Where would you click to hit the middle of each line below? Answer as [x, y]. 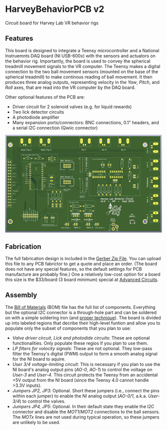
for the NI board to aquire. [39, 359]
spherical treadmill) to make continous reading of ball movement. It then [79, 77]
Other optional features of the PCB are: [45, 97]
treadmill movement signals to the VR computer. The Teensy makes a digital [83, 66]
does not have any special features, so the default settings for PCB [74, 269]
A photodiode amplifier [36, 117]
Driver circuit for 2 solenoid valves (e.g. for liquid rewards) [72, 107]
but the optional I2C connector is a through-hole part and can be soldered [81, 312]
